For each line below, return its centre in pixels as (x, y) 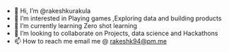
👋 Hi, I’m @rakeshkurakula (52, 11)
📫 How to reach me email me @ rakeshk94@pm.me (90, 41)
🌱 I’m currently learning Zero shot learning (76, 26)
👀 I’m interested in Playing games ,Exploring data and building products (118, 18)
